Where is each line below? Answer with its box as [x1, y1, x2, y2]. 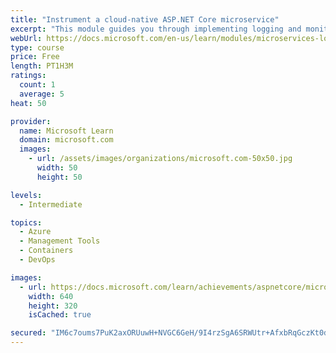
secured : [10, 328, 47, 338]
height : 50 [36, 172, 83, 182]
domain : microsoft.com [19, 135, 114, 145]
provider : [10, 116, 52, 126]
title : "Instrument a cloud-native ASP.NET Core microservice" [10, 14, 280, 25]
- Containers [19, 246, 74, 256]
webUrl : [10, 33, 43, 43]
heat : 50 [10, 98, 47, 108]
